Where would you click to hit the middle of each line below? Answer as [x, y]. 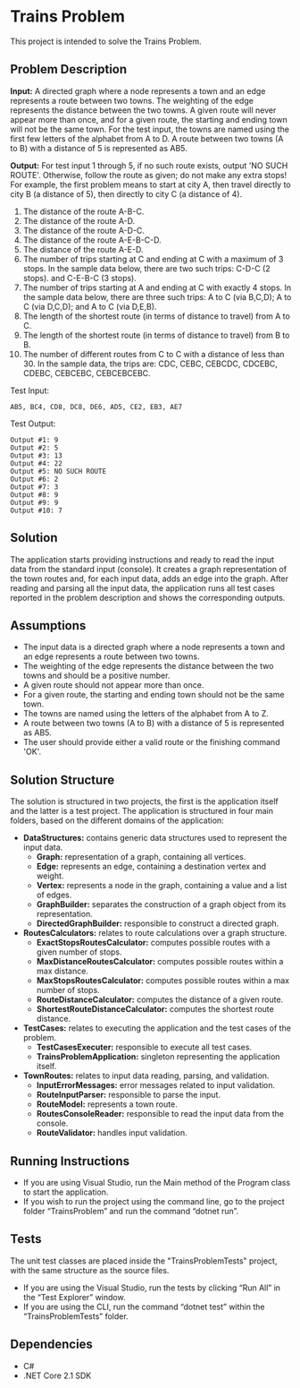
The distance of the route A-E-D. [83, 249]
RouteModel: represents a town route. [107, 1104]
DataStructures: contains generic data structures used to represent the [155, 838]
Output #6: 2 [34, 479]
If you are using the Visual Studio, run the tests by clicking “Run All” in [151, 1288]
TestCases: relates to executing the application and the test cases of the [157, 1028]
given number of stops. [79, 952]
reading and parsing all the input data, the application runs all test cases [142, 587]
